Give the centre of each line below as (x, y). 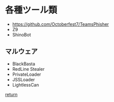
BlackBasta (24, 64)
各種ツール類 (31, 10)
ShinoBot (21, 35)
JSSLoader (24, 79)
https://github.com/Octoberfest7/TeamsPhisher (60, 24)
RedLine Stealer (28, 69)
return (11, 94)
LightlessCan (26, 85)
